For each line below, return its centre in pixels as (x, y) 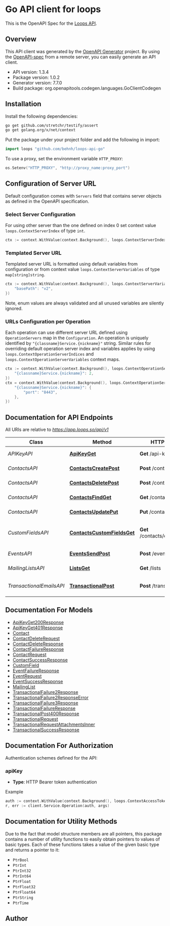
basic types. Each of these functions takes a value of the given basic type (82, 844)
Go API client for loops (53, 9)
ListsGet (80, 568)
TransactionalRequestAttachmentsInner (54, 724)
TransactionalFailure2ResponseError (50, 697)
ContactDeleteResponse (38, 644)
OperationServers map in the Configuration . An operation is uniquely (77, 338)
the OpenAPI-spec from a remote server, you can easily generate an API (80, 57)
